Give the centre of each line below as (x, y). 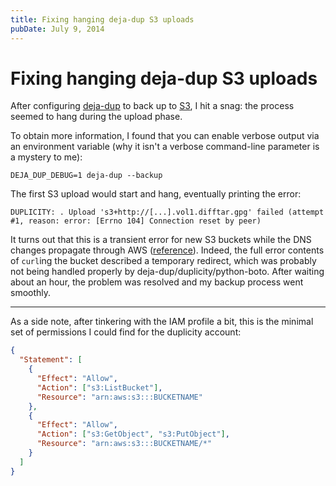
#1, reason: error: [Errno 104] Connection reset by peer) (136, 221)
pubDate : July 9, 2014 (57, 29)
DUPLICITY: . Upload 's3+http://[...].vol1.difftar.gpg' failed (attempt (167, 212)
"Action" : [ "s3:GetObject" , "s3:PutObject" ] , (133, 434)
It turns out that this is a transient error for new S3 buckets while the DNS (161, 240)
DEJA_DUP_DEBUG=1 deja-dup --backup (86, 176)
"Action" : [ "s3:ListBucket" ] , (99, 387)
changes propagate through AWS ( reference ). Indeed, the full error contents (167, 250)
